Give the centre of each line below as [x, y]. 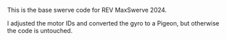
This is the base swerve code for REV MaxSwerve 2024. [87, 10]
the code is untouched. [40, 31]
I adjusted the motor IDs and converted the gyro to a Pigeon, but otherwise [113, 23]
